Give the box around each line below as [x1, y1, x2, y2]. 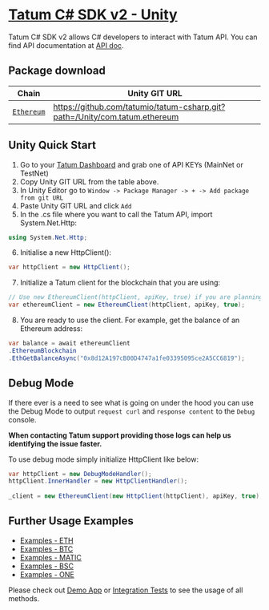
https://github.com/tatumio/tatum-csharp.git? [53, 101, 226, 112]
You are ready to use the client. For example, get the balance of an [19, 315, 240, 325]
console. [8, 414, 38, 424]
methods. [8, 593, 40, 603]
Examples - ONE [19, 569, 74, 579]
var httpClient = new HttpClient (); [8, 263, 130, 272]
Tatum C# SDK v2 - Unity [8, 6, 178, 24]
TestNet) [19, 168, 50, 178]
